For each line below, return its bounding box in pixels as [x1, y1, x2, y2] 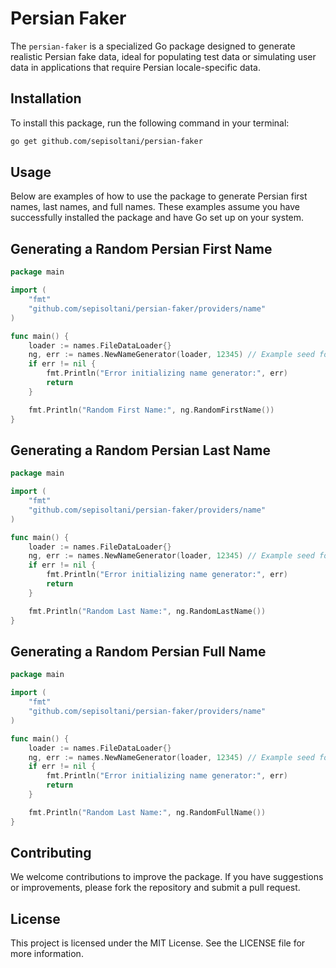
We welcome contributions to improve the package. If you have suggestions [10, 871, 324, 883]
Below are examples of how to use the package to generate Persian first [10, 190, 308, 202]
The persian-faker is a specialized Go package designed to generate [10, 40, 296, 52]
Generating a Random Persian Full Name [10, 643, 267, 660]
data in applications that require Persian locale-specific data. [10, 61, 261, 73]
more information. [10, 948, 84, 960]
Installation [10, 90, 82, 107]
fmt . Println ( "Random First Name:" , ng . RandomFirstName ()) [28, 405, 275, 415]
